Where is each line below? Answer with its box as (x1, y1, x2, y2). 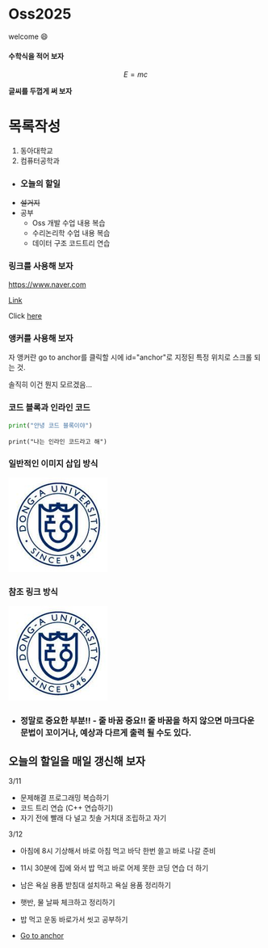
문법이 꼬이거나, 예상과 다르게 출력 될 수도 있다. (19, 727, 192, 738)
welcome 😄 (8, 32, 48, 41)
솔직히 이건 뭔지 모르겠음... (8, 379, 93, 389)
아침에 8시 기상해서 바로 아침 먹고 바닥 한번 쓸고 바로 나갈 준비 (19, 846, 216, 856)
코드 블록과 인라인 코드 (8, 402, 91, 413)
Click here (8, 310, 43, 320)
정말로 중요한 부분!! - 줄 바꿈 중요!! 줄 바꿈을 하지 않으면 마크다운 (19, 714, 255, 726)
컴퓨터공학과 (19, 156, 61, 166)
